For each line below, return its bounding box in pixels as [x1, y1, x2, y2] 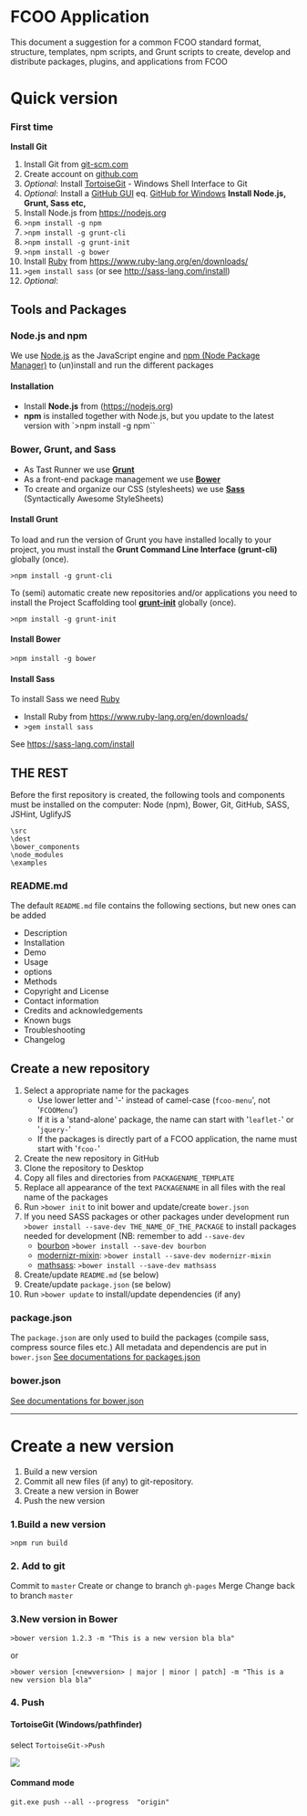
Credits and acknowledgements [23, 1005, 144, 1016]
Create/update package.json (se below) [23, 1279, 171, 1290]
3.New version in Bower [10, 1613, 118, 1626]
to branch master [10, 1590, 74, 1601]
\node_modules [10, 851, 65, 860]
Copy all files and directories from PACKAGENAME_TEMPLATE [23, 1172, 235, 1183]
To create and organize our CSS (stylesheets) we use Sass [23, 483, 245, 494]
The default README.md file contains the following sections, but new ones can [10, 900, 297, 911]
